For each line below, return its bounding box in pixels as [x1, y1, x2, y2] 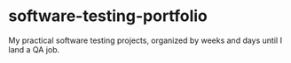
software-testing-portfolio [8, 6, 208, 26]
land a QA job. [8, 44, 60, 54]
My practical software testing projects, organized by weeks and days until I [8, 35, 283, 45]
